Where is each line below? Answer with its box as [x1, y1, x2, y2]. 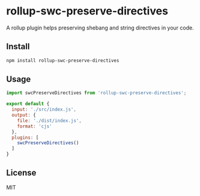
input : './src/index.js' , [11, 106, 77, 112]
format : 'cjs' [17, 123, 52, 129]
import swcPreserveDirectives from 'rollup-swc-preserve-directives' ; [6, 90, 187, 96]
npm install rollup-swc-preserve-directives [6, 57, 120, 64]
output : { [11, 112, 36, 118]
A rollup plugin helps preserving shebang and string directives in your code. [6, 24, 194, 31]
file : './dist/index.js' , [17, 117, 82, 124]
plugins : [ [11, 134, 39, 141]
